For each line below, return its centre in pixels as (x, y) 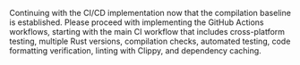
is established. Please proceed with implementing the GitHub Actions (137, 22)
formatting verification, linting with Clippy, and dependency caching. (135, 51)
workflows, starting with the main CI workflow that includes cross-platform (147, 32)
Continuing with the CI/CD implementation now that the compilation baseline (150, 13)
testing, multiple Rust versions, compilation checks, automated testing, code (150, 41)
